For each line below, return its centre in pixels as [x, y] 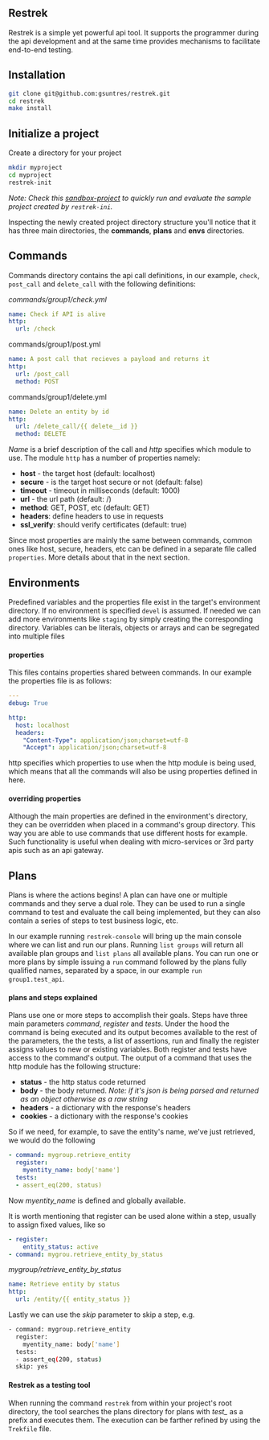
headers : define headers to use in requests [92, 516]
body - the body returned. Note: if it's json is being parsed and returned [139, 1091]
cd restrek [26, 101]
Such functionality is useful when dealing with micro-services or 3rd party [131, 842]
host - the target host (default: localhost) [88, 474]
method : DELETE [41, 434]
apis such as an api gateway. [56, 851]
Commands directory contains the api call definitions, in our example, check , [134, 275]
